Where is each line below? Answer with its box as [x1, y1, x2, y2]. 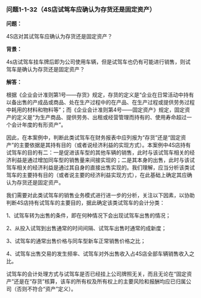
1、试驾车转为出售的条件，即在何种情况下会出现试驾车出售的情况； [6, 212, 171, 219]
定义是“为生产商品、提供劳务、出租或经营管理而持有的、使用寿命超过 [16, 114, 187, 121]
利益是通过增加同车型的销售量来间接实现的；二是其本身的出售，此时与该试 [11, 156, 195, 164]
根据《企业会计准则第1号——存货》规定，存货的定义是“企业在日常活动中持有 [6, 91, 194, 98]
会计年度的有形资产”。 [11, 121, 67, 128]
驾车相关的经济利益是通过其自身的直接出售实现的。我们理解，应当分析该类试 [6, 164, 195, 171]
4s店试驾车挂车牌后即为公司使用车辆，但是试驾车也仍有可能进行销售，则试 [6, 58, 191, 65]
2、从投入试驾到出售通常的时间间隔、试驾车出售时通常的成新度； [6, 225, 167, 232]
